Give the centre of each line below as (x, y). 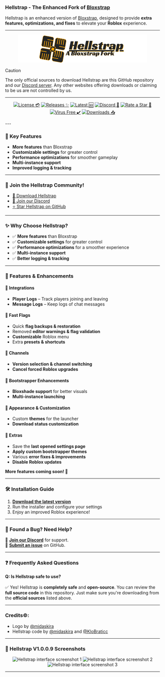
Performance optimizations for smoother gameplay (65, 157)
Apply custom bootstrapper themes (49, 451)
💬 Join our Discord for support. (37, 540)
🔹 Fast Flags (18, 315)
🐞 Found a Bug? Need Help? (39, 529)
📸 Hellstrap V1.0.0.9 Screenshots (45, 649)
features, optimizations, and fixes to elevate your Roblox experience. (76, 23)
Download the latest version (41, 501)
